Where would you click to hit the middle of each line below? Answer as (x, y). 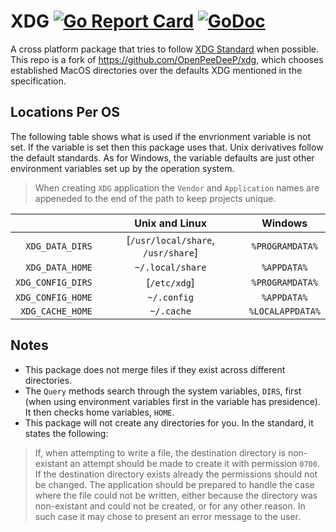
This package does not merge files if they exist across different (155, 369)
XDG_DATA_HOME (59, 267)
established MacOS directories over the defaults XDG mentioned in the (156, 70)
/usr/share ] (171, 252)
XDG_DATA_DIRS (59, 246)
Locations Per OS (65, 112)
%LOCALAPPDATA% (284, 311)
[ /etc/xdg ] (171, 282)
